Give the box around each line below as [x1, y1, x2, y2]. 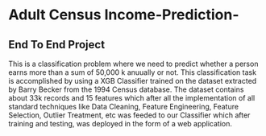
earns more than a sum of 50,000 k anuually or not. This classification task [8, 68, 256, 77]
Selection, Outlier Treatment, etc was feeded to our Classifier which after [8, 110, 251, 120]
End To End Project [8, 38, 106, 52]
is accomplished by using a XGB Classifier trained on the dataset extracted [8, 76, 257, 85]
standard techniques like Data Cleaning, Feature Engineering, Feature [8, 102, 239, 111]
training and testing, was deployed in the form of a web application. [8, 119, 232, 128]
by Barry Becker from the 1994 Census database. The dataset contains [8, 84, 244, 94]
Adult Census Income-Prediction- [8, 6, 239, 24]
